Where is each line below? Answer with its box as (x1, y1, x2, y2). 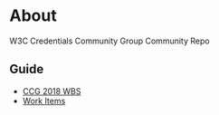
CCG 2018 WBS (22, 85, 81, 96)
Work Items (22, 95, 66, 106)
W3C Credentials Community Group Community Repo (9, 35, 210, 46)
